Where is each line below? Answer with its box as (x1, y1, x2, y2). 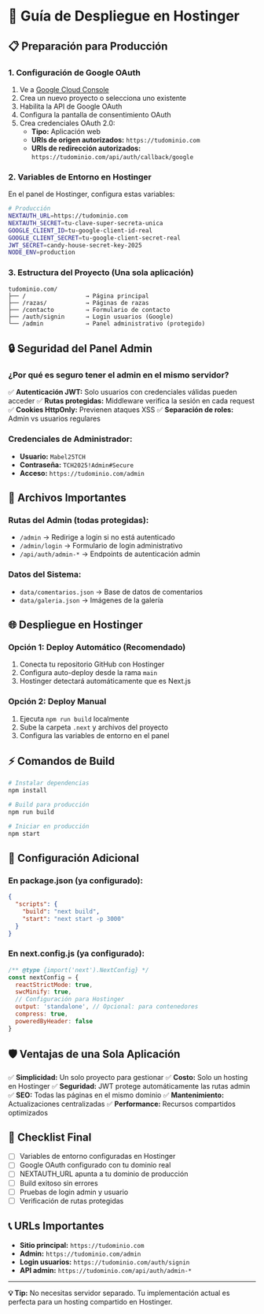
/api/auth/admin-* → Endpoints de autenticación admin (19, 549, 200, 559)
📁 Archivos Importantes (8, 491, 127, 504)
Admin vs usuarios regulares (8, 414, 101, 424)
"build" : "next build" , (22, 908, 101, 916)
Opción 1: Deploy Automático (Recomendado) (8, 641, 186, 652)
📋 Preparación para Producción (8, 39, 168, 53)
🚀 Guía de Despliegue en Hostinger (8, 7, 240, 25)
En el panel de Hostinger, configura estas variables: (8, 189, 175, 199)
